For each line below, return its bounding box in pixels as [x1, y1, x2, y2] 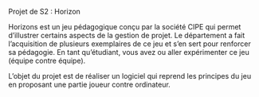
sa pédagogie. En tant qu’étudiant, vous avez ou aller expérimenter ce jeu [8, 48, 249, 56]
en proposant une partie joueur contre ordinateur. [8, 80, 171, 89]
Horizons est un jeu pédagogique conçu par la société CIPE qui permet [8, 22, 241, 31]
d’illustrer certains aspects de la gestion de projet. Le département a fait [8, 31, 245, 40]
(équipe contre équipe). [8, 56, 86, 65]
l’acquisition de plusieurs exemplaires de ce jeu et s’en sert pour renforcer [8, 39, 251, 48]
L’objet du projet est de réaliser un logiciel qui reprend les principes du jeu [8, 72, 252, 80]
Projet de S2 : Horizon [8, 7, 81, 16]
